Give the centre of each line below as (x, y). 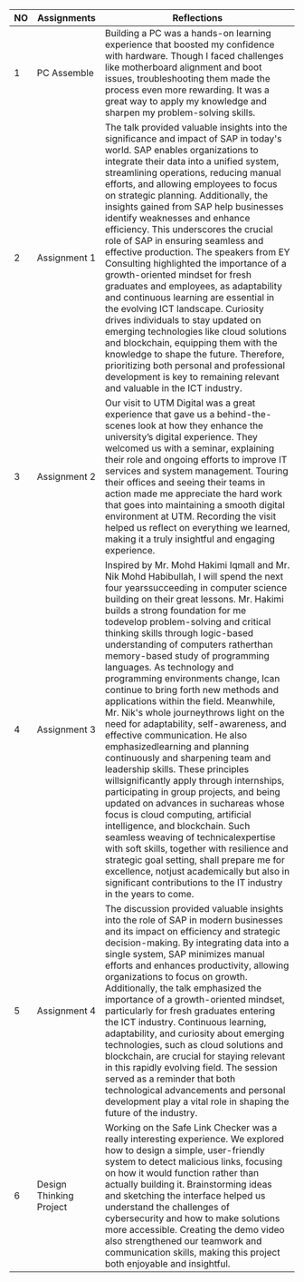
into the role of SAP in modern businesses (194, 920)
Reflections (198, 18)
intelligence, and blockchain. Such (177, 826)
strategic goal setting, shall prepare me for (195, 860)
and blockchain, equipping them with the (191, 343)
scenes (120, 426)
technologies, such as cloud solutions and (194, 1045)
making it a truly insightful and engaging (190, 539)
